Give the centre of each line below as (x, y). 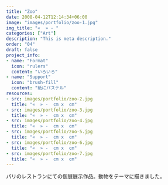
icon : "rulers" (30, 66)
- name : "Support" (28, 77)
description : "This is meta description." (59, 39)
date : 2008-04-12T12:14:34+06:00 (47, 17)
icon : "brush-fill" (35, 83)
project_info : (23, 55)
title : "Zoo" (22, 11)
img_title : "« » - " (32, 28)
